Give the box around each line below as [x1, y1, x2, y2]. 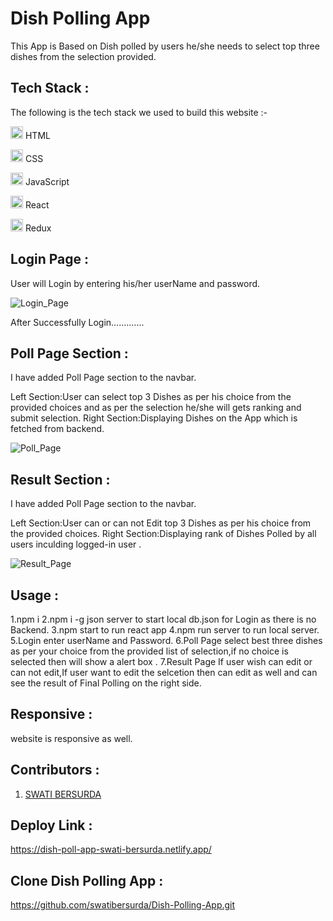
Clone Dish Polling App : [10, 872, 164, 889]
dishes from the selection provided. [10, 50, 157, 62]
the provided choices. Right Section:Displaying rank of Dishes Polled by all [10, 528, 317, 540]
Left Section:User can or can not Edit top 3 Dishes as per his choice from [10, 517, 312, 529]
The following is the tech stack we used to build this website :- [10, 106, 268, 118]
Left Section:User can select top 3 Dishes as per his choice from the [10, 391, 292, 403]
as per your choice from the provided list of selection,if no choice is [10, 645, 289, 657]
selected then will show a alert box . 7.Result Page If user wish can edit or [10, 656, 313, 667]
